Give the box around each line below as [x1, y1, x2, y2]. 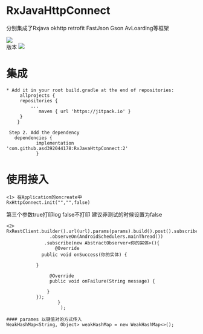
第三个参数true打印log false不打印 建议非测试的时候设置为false [6, 211, 163, 218]
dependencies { [14, 134, 53, 141]
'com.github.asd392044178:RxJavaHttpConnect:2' [6, 145, 129, 151]
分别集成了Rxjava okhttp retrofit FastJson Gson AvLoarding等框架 [6, 24, 169, 31]
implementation [36, 140, 74, 146]
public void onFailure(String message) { [49, 278, 155, 284]
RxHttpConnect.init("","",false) [6, 199, 91, 206]
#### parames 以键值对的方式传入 [6, 316, 83, 323]
